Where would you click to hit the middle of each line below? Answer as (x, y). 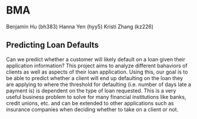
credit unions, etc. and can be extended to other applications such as (90, 103)
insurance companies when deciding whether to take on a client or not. (92, 109)
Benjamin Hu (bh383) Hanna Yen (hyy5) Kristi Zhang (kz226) (80, 27)
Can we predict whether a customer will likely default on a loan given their (96, 59)
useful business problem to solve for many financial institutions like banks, (96, 97)
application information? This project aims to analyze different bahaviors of (97, 65)
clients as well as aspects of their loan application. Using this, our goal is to (97, 72)
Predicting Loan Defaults (52, 45)
